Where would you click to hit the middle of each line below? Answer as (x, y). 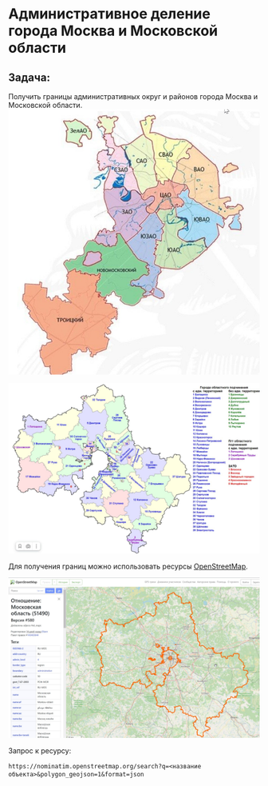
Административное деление (110, 14)
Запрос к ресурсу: (40, 750)
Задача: (29, 77)
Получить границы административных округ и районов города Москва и (133, 96)
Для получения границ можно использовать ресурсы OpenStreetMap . (128, 566)
